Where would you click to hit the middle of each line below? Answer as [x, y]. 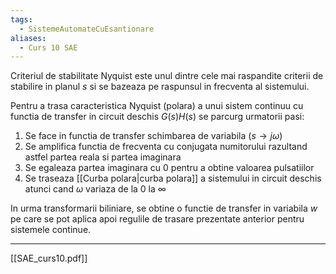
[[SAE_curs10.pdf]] [49, 258]
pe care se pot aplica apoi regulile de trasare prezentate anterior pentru [157, 219]
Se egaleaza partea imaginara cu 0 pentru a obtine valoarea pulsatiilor [169, 168]
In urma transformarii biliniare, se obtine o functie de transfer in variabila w [164, 208]
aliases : [28, 38]
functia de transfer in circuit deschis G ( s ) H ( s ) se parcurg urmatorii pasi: [157, 117]
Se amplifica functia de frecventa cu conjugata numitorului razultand [166, 147]
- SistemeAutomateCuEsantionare [87, 29]
